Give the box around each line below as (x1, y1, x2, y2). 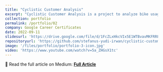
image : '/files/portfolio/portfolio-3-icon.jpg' (5, 43, 105, 48)
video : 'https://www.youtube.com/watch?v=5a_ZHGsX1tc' (5, 48, 118, 53)
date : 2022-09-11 (5, 30, 40, 35)
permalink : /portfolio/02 (5, 20, 57, 26)
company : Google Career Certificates (5, 25, 81, 30)
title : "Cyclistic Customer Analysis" (5, 7, 83, 12)
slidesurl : (5, 35, 27, 39)
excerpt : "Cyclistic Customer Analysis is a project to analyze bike (5, 12, 149, 17)
